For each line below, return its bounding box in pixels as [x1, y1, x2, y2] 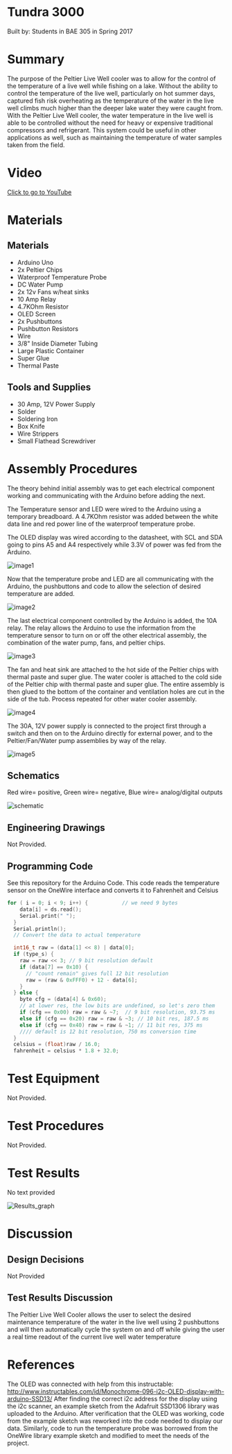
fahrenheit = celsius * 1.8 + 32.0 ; [13, 1047, 119, 1054]
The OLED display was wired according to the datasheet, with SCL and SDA [7, 533, 223, 541]
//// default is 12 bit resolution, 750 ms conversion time [19, 1028, 197, 1035]
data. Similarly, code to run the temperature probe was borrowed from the [7, 1423, 218, 1432]
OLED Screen [17, 309, 56, 318]
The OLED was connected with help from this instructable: [7, 1380, 174, 1388]
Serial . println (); [13, 925, 67, 932]
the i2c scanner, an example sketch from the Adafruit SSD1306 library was [7, 1402, 220, 1410]
